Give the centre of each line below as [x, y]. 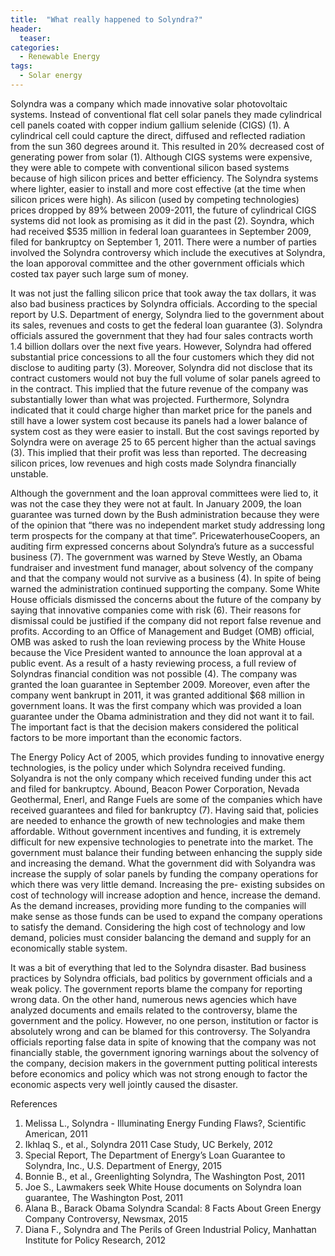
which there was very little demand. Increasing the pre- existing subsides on [167, 884]
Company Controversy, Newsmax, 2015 [106, 1218]
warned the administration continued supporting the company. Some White [165, 588]
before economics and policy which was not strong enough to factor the [159, 1073]
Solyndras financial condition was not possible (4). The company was [154, 673]
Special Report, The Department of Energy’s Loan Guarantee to [155, 1155]
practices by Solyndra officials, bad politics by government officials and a [161, 978]
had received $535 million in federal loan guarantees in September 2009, [161, 231]
